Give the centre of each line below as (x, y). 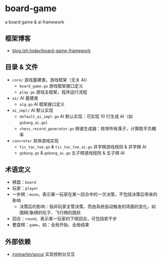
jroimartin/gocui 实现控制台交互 (44, 254)
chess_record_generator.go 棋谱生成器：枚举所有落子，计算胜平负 (86, 128)
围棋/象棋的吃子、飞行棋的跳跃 (50, 213)
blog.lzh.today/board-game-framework (51, 50)
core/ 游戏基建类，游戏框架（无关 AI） (51, 80)
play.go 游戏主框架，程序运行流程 (53, 92)
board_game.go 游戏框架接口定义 (51, 86)
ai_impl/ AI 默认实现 (33, 110)
